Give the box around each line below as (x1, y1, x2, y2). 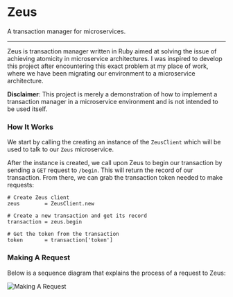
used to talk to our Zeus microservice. (7, 145, 114, 153)
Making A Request (7, 253, 71, 262)
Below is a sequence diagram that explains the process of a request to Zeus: (7, 269, 226, 277)
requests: (7, 181, 35, 189)
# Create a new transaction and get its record (7, 212, 148, 219)
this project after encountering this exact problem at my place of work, (7, 62, 209, 70)
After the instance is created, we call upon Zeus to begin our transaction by (7, 159, 223, 167)
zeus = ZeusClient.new (7, 201, 95, 207)
